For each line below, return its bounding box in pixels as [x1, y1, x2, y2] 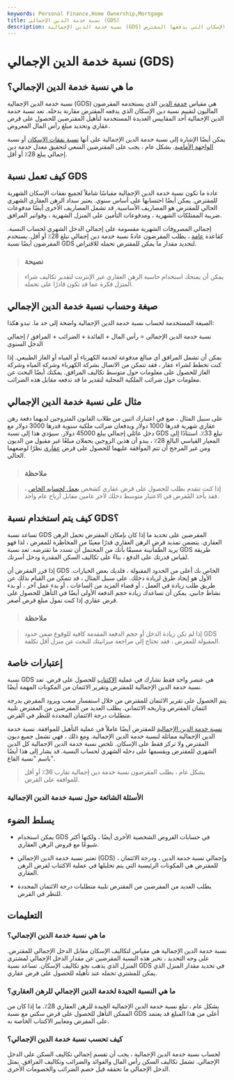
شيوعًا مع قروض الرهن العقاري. [17, 840, 100, 848]
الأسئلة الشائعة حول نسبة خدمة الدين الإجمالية [7, 793, 144, 802]
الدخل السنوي [7, 340, 43, 348]
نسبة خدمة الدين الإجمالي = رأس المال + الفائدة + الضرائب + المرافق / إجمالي [7, 332, 212, 340]
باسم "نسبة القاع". [7, 754, 55, 763]
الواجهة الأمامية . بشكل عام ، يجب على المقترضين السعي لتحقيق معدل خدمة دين [7, 142, 214, 151]
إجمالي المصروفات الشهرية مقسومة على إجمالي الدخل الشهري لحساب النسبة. [7, 225, 212, 233]
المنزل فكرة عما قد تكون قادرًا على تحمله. [24, 280, 134, 288]
